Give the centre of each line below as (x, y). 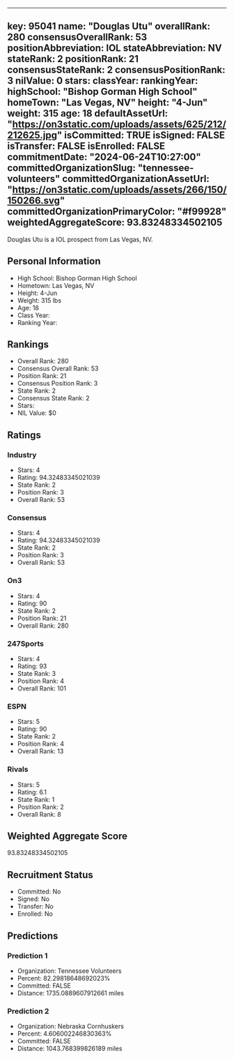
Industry (22, 455)
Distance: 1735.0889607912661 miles (70, 993)
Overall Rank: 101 (42, 688)
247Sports (25, 644)
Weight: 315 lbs (39, 300)
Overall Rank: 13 (40, 751)
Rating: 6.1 (32, 792)
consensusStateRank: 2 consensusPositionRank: (116, 70)
